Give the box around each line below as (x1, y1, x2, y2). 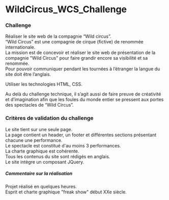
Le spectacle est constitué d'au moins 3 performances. (5, 142, 121, 148)
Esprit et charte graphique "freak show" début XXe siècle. (5, 189, 127, 195)
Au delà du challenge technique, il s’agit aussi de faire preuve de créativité (5, 91, 161, 97)
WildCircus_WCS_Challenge (5, 4, 127, 15)
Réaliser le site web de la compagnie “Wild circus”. (5, 33, 111, 39)
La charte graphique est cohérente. (5, 148, 79, 154)
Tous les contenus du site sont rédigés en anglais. (5, 153, 110, 159)
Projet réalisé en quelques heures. (5, 183, 77, 189)
